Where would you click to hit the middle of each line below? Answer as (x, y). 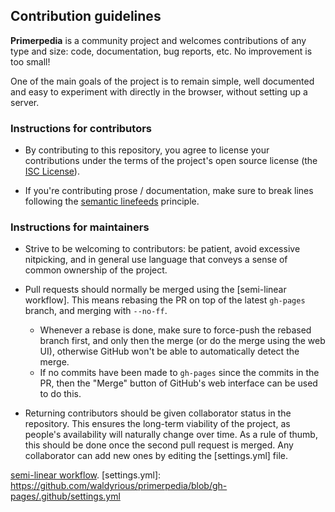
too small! (30, 61)
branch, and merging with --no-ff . (96, 311)
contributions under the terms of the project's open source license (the (171, 161)
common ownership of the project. (96, 270)
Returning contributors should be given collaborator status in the (158, 413)
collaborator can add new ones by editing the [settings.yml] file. (156, 456)
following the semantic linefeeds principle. (112, 201)
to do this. (60, 394)
